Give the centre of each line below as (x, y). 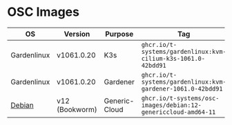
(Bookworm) (77, 109)
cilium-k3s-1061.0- (173, 58)
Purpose (119, 34)
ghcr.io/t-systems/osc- (180, 98)
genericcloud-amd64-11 (178, 112)
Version (77, 34)
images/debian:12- (172, 105)
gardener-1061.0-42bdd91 (182, 88)
